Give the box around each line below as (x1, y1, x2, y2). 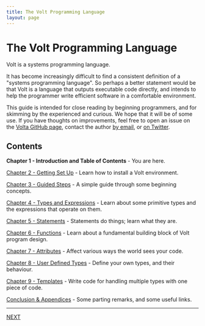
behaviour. (6, 266, 34, 273)
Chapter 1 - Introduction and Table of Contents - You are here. (6, 157, 166, 165)
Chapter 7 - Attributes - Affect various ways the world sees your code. (6, 247, 184, 255)
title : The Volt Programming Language (6, 9, 105, 15)
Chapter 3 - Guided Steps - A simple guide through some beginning (6, 181, 177, 188)
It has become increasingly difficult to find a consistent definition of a (6, 73, 181, 80)
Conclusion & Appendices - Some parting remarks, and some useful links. (6, 296, 192, 303)
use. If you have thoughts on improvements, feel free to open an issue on (6, 117, 190, 124)
